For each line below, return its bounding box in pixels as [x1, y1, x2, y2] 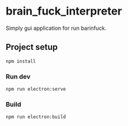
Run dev [5, 72, 31, 80]
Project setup [5, 42, 59, 52]
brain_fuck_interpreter [5, 4, 123, 18]
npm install [5, 58, 36, 65]
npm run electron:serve [5, 86, 66, 93]
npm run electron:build [5, 114, 66, 120]
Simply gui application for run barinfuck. [5, 24, 107, 32]
